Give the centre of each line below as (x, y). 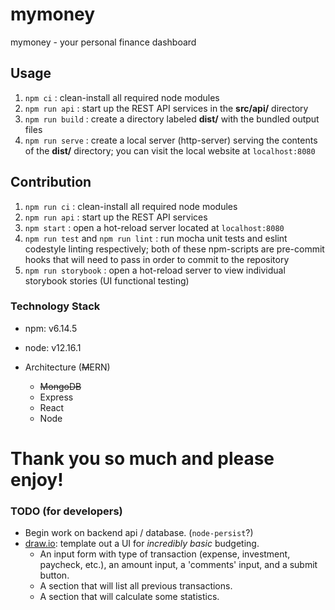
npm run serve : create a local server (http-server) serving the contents (171, 140)
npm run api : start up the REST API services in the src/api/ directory (166, 108)
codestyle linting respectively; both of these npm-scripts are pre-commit (174, 249)
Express (56, 397)
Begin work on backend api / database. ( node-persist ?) (139, 533)
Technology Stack (55, 306)
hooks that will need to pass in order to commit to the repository (157, 259)
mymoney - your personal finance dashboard (103, 42)
